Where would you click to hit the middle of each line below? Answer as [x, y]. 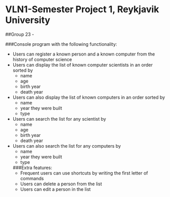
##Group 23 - [20, 34]
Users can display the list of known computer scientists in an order [83, 65]
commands [32, 178]
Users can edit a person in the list [55, 189]
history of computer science [42, 59]
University [28, 20]
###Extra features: [32, 167]
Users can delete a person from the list [61, 184]
